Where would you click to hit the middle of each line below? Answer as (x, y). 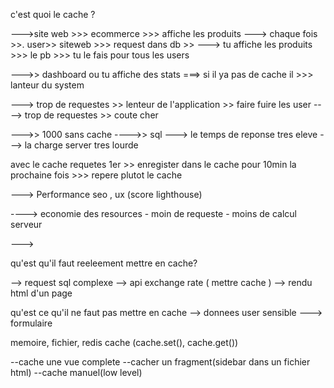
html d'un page (41, 293)
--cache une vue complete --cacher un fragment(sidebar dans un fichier (160, 362)
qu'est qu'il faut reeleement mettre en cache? (104, 263)
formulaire (31, 323)
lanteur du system (47, 85)
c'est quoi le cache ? (53, 14)
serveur (26, 224)
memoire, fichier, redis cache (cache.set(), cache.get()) (124, 342)
